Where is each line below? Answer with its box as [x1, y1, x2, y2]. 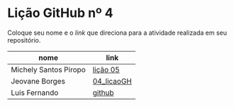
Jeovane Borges [11, 76, 66, 86]
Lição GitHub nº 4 [7, 5, 113, 21]
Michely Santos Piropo [11, 64, 87, 74]
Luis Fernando [11, 87, 59, 97]
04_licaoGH [92, 76, 133, 86]
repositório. [7, 35, 41, 44]
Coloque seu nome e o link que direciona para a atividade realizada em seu [7, 28, 228, 37]
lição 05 [92, 64, 121, 74]
